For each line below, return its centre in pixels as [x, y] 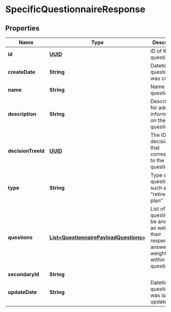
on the [158, 120]
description [22, 114]
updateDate [22, 292]
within [158, 260]
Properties [22, 28]
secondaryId [24, 274]
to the [157, 160]
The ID [158, 135]
